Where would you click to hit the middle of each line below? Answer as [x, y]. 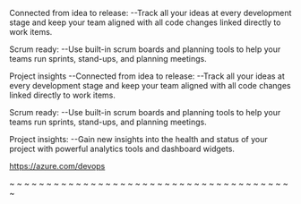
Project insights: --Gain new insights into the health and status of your [138, 139]
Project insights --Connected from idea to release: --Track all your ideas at [147, 76]
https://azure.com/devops [57, 166]
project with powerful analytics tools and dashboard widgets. [122, 149]
